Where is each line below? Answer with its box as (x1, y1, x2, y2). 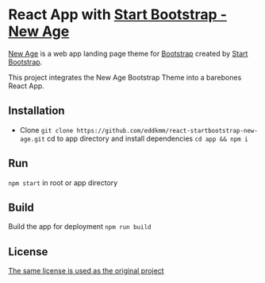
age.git (19, 135, 45, 143)
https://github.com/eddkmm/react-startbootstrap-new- (76, 126, 258, 134)
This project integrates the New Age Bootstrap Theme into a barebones (8, 72, 242, 82)
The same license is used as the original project (8, 266, 164, 276)
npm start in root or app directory (8, 177, 118, 188)
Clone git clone (19, 125, 74, 134)
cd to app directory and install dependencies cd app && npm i (46, 134, 248, 143)
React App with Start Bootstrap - (8, 6, 228, 24)
